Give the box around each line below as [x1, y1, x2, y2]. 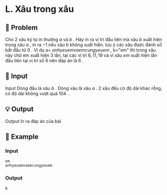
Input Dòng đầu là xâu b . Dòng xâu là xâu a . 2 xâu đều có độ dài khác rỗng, [5, 85, 163, 91]
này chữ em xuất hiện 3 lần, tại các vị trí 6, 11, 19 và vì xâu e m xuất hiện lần [5, 52, 157, 58]
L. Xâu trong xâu [5, 3, 74, 15]
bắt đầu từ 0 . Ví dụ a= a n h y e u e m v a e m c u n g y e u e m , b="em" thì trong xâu [5, 47, 156, 53]
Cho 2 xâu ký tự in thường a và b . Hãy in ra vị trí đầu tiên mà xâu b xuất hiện [5, 36, 162, 42]
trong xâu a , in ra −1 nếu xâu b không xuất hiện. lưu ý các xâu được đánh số [5, 42, 162, 48]
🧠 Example [5, 133, 39, 141]
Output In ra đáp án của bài [5, 118, 61, 124]
